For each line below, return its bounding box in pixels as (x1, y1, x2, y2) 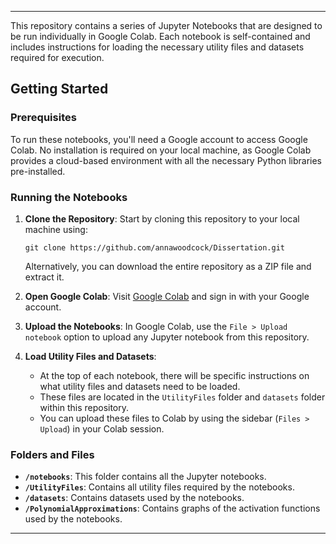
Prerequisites (10, 111, 77, 125)
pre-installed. (10, 165, 66, 177)
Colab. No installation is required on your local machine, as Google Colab (10, 144, 312, 156)
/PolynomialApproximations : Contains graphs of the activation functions (24, 502, 321, 515)
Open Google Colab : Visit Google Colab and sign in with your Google (24, 290, 310, 302)
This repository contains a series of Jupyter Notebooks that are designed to (10, 20, 323, 31)
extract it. (24, 271, 65, 283)
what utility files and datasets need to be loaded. (39, 380, 241, 392)
